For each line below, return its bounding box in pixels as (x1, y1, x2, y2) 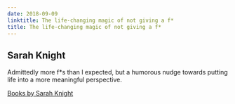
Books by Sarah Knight (7, 89, 74, 98)
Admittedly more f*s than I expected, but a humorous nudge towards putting (7, 68, 228, 77)
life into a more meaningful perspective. (7, 75, 123, 84)
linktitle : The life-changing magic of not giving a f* (7, 17, 174, 24)
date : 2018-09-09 (7, 10, 58, 18)
